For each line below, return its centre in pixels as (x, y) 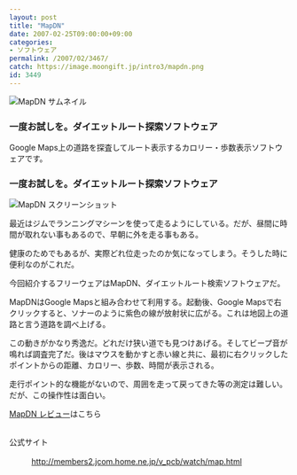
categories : (31, 42)
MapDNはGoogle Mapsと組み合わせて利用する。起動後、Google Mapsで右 (145, 302)
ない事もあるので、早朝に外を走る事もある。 (121, 235)
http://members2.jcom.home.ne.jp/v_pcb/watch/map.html (137, 462)
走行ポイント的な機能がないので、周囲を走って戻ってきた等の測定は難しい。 (148, 384)
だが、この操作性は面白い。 (60, 395)
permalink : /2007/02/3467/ (59, 58)
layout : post (33, 17)
